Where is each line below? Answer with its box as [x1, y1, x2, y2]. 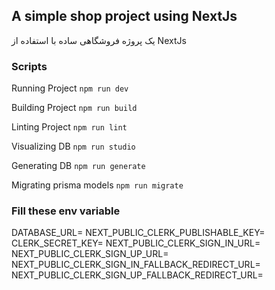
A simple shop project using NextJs [11, 8, 238, 25]
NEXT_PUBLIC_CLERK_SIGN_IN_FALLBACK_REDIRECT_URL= [11, 259, 261, 271]
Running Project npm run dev [11, 82, 129, 94]
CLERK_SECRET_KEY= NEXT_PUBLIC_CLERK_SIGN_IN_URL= [11, 237, 261, 249]
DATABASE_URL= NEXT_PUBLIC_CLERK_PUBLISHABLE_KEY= [11, 227, 266, 239]
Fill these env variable [11, 204, 121, 218]
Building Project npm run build [11, 102, 138, 114]
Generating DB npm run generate [11, 160, 146, 172]
